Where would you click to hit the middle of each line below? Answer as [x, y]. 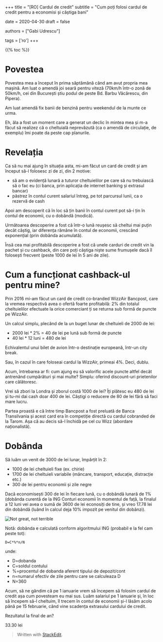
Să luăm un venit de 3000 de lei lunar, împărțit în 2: [56, 459]
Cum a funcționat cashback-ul [68, 275]
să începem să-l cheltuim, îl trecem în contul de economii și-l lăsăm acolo [79, 601]
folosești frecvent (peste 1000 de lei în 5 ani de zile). [57, 255]
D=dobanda [24, 560]
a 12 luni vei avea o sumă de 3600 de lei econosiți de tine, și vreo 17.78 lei [79, 504]
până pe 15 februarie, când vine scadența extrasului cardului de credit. [76, 606]
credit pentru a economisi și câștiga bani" [47, 12]
